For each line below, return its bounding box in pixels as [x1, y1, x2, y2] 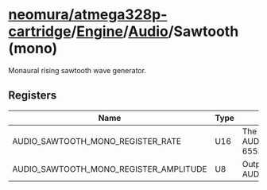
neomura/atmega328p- [8, 6, 168, 24]
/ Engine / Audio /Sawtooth [71, 22, 239, 41]
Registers [8, 89, 57, 103]
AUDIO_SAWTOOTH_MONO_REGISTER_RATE [12, 135, 181, 146]
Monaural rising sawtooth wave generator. [8, 65, 147, 75]
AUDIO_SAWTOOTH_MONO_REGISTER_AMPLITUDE [12, 163, 207, 174]
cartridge [8, 22, 72, 41]
